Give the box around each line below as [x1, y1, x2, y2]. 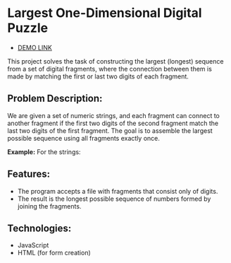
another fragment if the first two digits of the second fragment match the [7, 119, 219, 127]
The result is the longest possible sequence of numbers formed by [17, 194, 211, 203]
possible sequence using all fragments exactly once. [7, 134, 160, 142]
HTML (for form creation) [17, 249, 92, 257]
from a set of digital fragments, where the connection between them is [7, 64, 213, 73]
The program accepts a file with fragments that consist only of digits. [17, 187, 218, 195]
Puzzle [7, 20, 48, 36]
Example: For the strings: [7, 147, 81, 156]
